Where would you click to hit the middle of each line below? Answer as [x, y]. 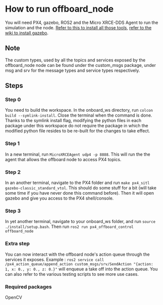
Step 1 [12, 143]
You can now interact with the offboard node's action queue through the [77, 254]
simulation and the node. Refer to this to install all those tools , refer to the [78, 27]
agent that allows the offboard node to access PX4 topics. [63, 159]
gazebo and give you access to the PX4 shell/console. [59, 198]
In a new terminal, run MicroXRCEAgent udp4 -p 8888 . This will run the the [78, 154]
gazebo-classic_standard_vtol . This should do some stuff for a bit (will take [81, 188]
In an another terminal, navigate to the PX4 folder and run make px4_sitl [77, 183]
